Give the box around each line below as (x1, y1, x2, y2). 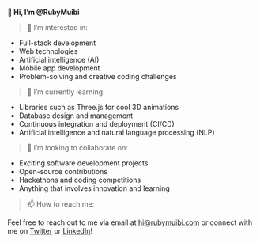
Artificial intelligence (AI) (18, 55, 100, 64)
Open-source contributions (18, 167, 108, 176)
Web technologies (18, 47, 78, 55)
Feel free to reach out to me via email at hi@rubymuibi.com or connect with (7, 218, 253, 227)
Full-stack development (18, 38, 96, 47)
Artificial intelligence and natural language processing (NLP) (18, 127, 215, 137)
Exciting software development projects (18, 158, 149, 168)
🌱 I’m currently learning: (26, 87, 105, 97)
